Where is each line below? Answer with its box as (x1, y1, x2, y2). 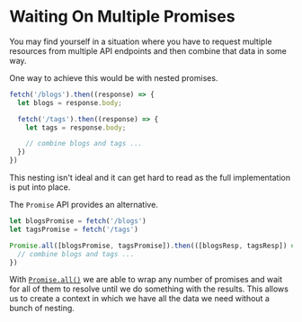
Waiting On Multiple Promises (9, 6, 235, 27)
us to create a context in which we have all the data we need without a (9, 293, 270, 304)
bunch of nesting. (9, 303, 75, 314)
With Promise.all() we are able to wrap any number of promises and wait (9, 274, 283, 285)
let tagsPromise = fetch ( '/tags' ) (9, 225, 139, 234)
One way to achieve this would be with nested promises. (9, 72, 218, 83)
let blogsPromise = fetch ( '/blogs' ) (9, 217, 147, 226)
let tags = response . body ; (25, 123, 127, 132)
